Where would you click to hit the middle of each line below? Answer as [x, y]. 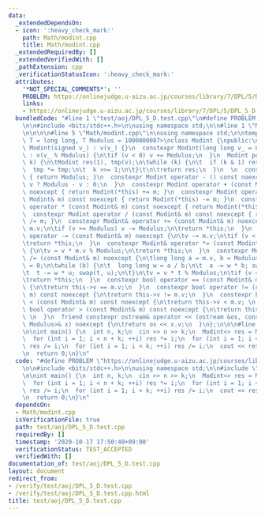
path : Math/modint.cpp [60, 38]
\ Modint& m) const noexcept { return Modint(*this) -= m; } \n [129, 199]
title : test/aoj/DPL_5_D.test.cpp [65, 500]
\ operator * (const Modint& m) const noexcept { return [118, 206]
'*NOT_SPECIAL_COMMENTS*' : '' [72, 89]
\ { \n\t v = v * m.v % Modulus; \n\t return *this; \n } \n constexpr [135, 251]
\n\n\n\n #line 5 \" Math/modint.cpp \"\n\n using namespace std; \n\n [134, 133]
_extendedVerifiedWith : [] [60, 60]
